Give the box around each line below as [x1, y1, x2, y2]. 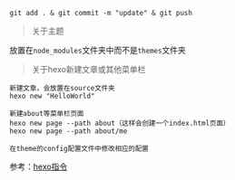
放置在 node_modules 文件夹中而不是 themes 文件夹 [9, 45, 186, 55]
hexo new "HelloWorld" [9, 91, 95, 100]
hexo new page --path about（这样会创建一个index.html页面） [9, 118, 230, 128]
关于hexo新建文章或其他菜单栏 [31, 64, 146, 74]
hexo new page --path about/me [9, 127, 128, 136]
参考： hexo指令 [9, 161, 68, 172]
